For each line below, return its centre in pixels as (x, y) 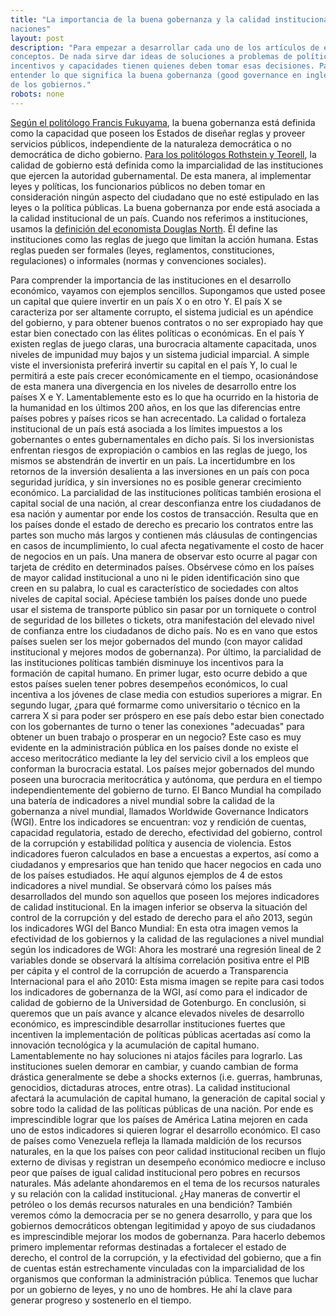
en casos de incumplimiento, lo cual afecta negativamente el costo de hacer (167, 545)
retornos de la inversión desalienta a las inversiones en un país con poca (160, 471)
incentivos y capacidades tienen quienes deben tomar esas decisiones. (162, 66)
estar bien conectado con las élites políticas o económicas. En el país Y (157, 333)
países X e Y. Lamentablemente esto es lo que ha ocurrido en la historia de (164, 397)
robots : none (37, 94)
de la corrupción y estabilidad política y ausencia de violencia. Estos (151, 843)
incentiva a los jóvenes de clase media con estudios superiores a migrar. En (166, 694)
